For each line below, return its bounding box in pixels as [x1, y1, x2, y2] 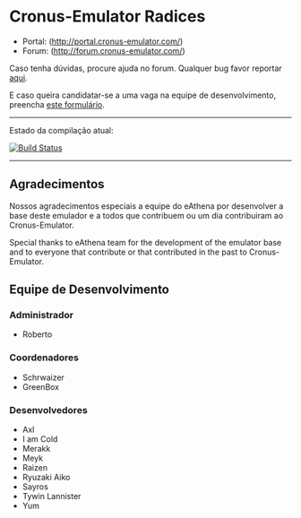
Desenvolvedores [9, 403, 88, 416]
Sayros [21, 481, 49, 492]
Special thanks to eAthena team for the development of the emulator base [9, 237, 282, 247]
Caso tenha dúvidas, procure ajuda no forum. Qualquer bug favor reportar [9, 63, 282, 73]
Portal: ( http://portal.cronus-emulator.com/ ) [21, 36, 184, 47]
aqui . [9, 72, 29, 82]
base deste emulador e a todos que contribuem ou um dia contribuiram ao [9, 210, 284, 220]
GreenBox [21, 381, 60, 392]
